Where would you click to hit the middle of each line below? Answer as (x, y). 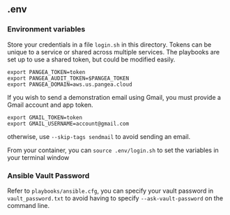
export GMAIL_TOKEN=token (45, 117)
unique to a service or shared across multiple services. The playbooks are (114, 52)
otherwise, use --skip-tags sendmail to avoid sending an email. (99, 136)
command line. (29, 205)
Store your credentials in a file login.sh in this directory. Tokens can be (109, 44)
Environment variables (46, 29)
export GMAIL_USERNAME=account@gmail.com (68, 124)
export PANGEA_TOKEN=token (46, 72)
